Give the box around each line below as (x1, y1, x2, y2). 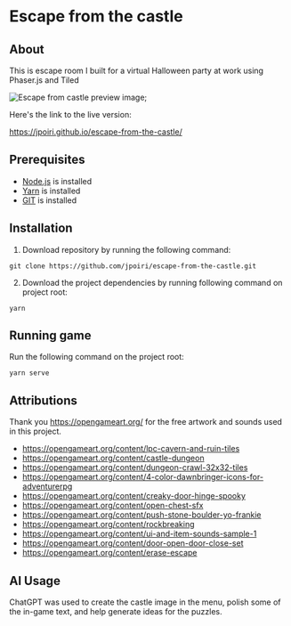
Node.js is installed (21, 175, 93, 186)
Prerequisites (9, 152, 85, 167)
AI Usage (9, 573, 61, 589)
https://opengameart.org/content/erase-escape (21, 548, 198, 558)
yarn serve (9, 369, 50, 378)
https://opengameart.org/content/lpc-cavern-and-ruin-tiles (21, 443, 240, 454)
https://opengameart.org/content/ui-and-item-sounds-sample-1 (21, 528, 257, 540)
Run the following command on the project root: (9, 352, 184, 362)
